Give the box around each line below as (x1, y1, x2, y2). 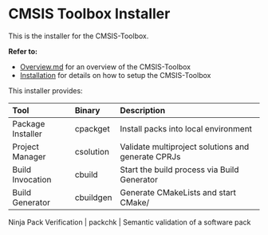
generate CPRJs (119, 151, 181, 162)
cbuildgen (74, 192, 112, 203)
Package (12, 118, 45, 129)
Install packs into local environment (119, 123, 253, 134)
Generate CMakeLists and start (119, 186, 237, 198)
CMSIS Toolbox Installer (8, 5, 171, 23)
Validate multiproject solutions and (119, 141, 250, 152)
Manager (12, 151, 46, 162)
